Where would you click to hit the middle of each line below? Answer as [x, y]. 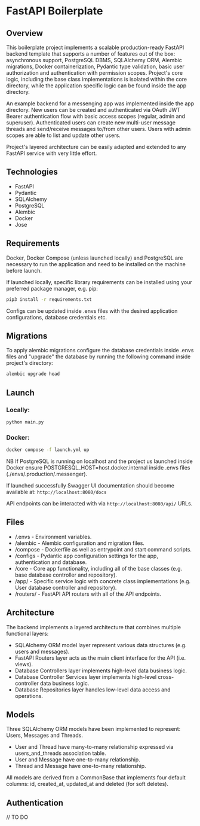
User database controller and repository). [66, 587]
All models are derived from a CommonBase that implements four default [96, 778]
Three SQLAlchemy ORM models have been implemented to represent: [93, 729]
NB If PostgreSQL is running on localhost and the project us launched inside [99, 461]
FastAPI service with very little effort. [52, 153]
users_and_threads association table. [60, 753]
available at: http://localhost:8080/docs [56, 492]
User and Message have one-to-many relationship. [77, 760]
